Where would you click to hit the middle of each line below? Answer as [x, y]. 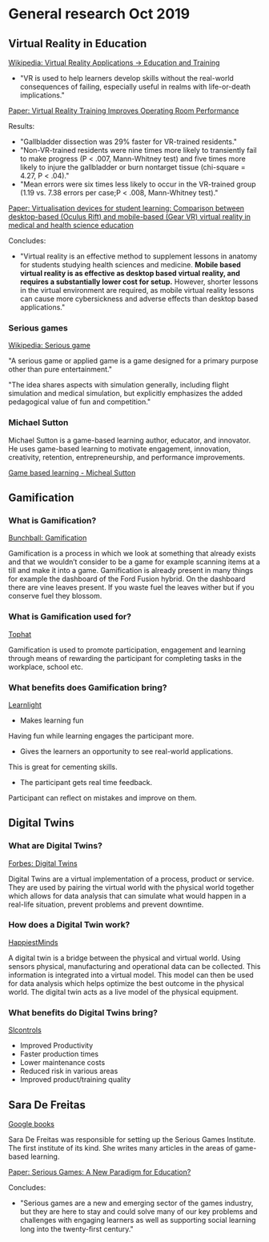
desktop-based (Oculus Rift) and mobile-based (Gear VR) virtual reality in [129, 216]
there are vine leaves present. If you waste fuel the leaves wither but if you [131, 587]
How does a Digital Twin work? [69, 925]
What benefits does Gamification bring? [88, 687]
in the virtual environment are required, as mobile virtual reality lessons [137, 290]
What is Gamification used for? [70, 617]
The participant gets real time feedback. [86, 782]
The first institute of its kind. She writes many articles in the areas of [121, 1148]
